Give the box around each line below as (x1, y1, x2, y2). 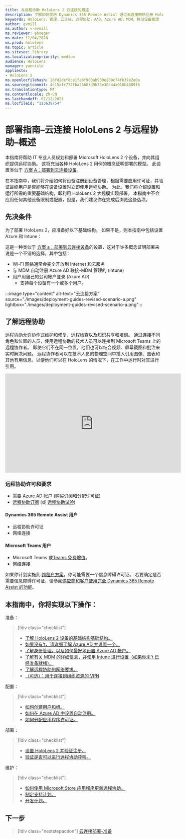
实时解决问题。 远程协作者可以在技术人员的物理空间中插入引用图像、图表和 (5, 350, 160, 356)
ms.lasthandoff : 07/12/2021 (5, 96, 64, 101)
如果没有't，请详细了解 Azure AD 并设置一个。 (25, 641, 120, 647)
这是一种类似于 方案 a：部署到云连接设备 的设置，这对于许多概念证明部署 (5, 244, 155, 250)
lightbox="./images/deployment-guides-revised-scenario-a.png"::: (5, 301, 143, 308)
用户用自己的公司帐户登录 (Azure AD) (12, 273, 90, 279)
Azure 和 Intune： (5, 233, 42, 239)
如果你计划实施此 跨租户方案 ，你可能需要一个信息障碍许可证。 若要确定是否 (5, 572, 161, 578)
